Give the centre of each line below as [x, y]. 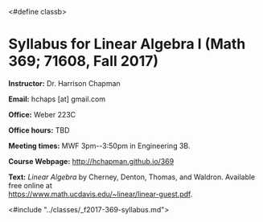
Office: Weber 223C [42, 114]
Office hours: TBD [39, 130]
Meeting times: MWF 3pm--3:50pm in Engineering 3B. [99, 146]
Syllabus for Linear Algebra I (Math [127, 44]
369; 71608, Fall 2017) [84, 62]
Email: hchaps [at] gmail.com [57, 99]
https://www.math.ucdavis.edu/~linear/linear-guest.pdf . [101, 194]
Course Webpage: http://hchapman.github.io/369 [91, 161]
